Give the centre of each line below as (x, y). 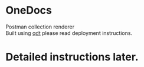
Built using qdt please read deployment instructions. (69, 33)
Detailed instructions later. (72, 57)
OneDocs (29, 10)
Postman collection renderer (40, 27)
